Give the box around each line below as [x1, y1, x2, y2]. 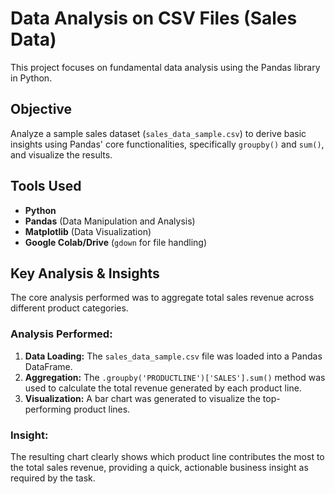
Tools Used [10, 178, 82, 195]
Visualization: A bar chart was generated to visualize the [24, 392, 261, 404]
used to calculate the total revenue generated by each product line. [24, 382, 302, 394]
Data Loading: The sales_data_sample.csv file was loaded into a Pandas [24, 350, 323, 362]
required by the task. [10, 472, 96, 484]
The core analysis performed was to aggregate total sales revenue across [10, 292, 315, 304]
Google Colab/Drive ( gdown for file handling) [24, 236, 207, 248]
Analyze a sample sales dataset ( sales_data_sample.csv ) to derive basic [10, 127, 307, 139]
